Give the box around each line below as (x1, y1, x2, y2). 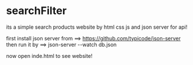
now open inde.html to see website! (6, 52, 93, 59)
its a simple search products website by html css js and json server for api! (6, 23, 188, 30)
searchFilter (6, 4, 67, 18)
